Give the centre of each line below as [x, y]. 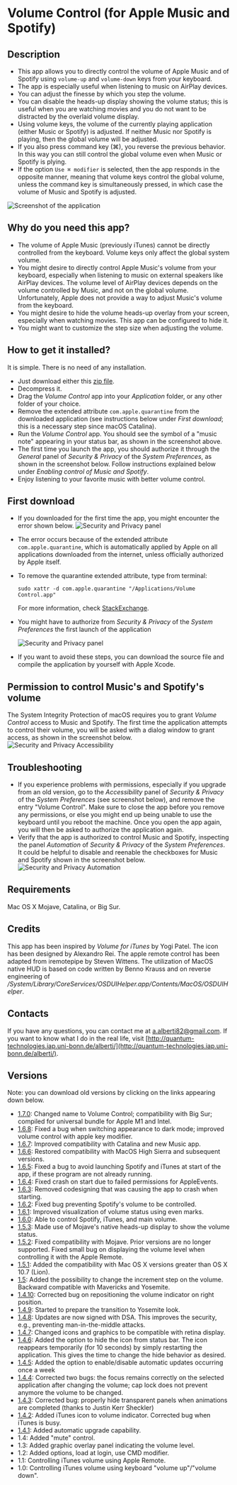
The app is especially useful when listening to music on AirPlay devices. [122, 86]
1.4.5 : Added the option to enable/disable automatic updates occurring [120, 1362]
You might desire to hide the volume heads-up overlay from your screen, [123, 313]
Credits [24, 929]
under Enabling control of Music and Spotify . [83, 471]
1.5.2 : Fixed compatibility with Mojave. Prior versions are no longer [114, 1242]
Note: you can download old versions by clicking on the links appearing [111, 1093]
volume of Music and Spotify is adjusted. [77, 192]
